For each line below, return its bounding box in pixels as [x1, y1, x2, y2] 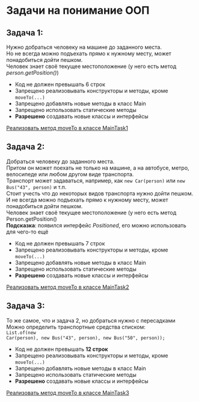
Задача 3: [6, 301, 45, 311]
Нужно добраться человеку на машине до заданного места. [6, 43, 162, 51]
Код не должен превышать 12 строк [14, 345, 108, 353]
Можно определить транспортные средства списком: [6, 323, 146, 330]
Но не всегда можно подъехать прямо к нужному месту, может [6, 50, 171, 57]
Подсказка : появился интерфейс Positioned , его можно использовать [6, 221, 186, 229]
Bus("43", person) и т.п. [6, 183, 67, 190]
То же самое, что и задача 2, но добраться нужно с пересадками [6, 317, 176, 324]
